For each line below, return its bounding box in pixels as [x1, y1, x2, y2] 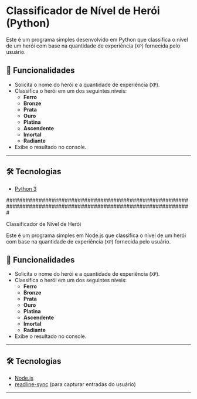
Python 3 [14, 185, 37, 192]
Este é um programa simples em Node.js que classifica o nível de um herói [6, 232, 186, 239]
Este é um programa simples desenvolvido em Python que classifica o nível [6, 36, 189, 43]
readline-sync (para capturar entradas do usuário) [14, 381, 136, 388]
